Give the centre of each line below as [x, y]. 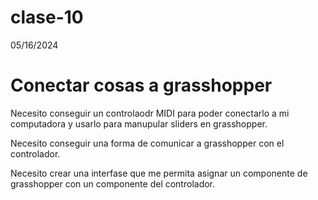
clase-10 [47, 17]
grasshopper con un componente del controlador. [113, 183]
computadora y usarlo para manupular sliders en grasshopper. [139, 123]
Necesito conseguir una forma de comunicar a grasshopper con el [147, 143]
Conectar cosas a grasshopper [141, 85]
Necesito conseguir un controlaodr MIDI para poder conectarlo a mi [150, 113]
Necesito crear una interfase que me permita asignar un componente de [159, 173]
